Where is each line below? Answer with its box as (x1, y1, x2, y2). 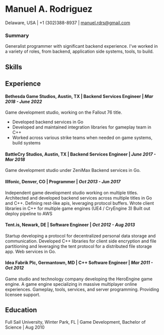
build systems (12, 140, 41, 146)
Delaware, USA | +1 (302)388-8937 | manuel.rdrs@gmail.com (5, 20, 131, 26)
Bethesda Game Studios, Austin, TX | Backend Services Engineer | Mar (5, 93, 154, 99)
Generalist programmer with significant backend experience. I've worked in (5, 43, 158, 49)
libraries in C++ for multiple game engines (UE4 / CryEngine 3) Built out (5, 205, 151, 211)
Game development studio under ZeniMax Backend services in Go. (5, 167, 141, 173)
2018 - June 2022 (5, 99, 42, 104)
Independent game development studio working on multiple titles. (5, 190, 138, 196)
